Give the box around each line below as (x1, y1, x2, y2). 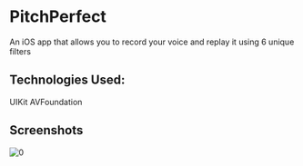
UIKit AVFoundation (9, 96, 83, 107)
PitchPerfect (9, 6, 107, 27)
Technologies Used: (9, 73, 126, 88)
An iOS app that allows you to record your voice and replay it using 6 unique (9, 36, 295, 47)
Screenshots (9, 122, 84, 138)
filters (9, 45, 32, 56)
